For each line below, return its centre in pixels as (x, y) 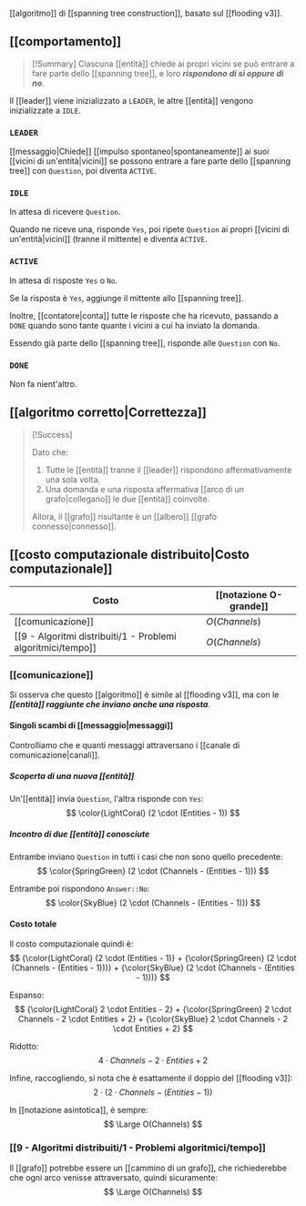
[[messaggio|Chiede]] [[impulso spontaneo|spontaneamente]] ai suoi (139, 152)
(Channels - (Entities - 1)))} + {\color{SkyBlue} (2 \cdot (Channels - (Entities (153, 968)
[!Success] (52, 434)
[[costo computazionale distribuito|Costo (130, 555)
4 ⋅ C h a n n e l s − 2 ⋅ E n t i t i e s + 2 (153, 1060)
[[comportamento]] (65, 41)
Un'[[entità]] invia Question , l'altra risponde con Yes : (107, 799)
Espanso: (27, 995)
